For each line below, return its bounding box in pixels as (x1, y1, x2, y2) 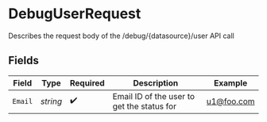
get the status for (112, 101, 177, 112)
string (40, 96, 62, 107)
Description (133, 77, 179, 88)
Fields (8, 54, 40, 67)
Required (69, 77, 105, 88)
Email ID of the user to (112, 90, 195, 101)
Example (214, 77, 248, 88)
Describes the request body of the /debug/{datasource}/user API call (8, 31, 234, 40)
